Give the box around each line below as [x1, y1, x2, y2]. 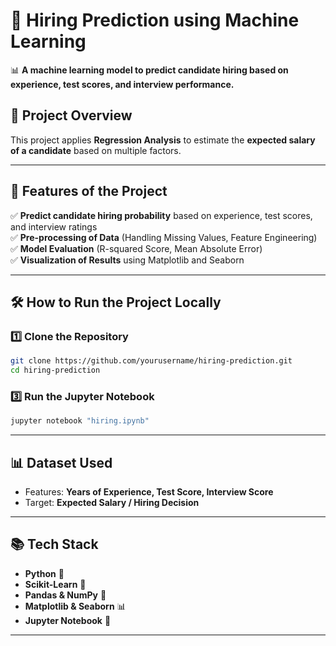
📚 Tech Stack [10, 536, 99, 553]
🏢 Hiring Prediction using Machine [10, 9, 300, 32]
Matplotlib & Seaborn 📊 [24, 600, 127, 612]
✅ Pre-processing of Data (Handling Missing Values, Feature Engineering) [10, 231, 318, 243]
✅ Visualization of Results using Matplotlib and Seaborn [10, 254, 245, 266]
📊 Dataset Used [10, 454, 113, 471]
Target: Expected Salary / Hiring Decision [24, 496, 200, 508]
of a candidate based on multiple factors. [10, 144, 182, 156]
